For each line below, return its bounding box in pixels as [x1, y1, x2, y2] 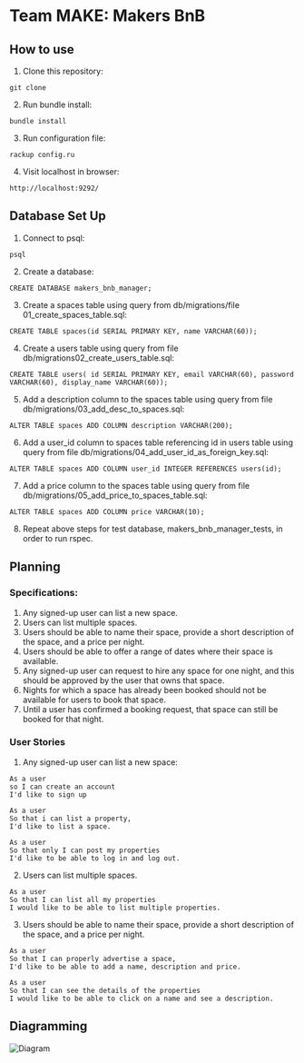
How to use [9, 42, 74, 57]
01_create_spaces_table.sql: [22, 309, 127, 320]
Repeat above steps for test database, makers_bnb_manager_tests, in [22, 523, 283, 534]
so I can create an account [9, 782, 116, 791]
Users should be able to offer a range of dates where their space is [22, 646, 274, 657]
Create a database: [22, 265, 94, 277]
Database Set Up [9, 208, 106, 224]
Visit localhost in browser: [22, 166, 120, 177]
